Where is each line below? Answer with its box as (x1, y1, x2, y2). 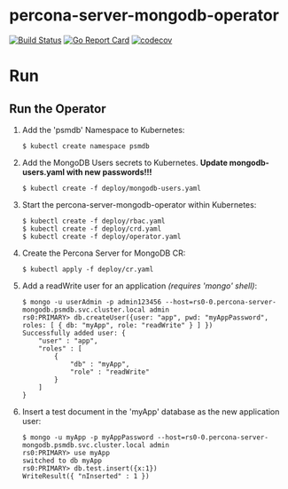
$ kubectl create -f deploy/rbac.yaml (21, 217, 166, 225)
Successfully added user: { (21, 328, 126, 337)
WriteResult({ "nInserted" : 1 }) (21, 471, 150, 480)
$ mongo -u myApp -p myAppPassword (21, 432, 154, 442)
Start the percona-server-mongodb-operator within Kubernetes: (21, 199, 257, 209)
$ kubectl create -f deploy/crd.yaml (21, 224, 162, 233)
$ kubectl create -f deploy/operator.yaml (21, 232, 182, 241)
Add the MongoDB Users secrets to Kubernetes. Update (21, 157, 229, 168)
